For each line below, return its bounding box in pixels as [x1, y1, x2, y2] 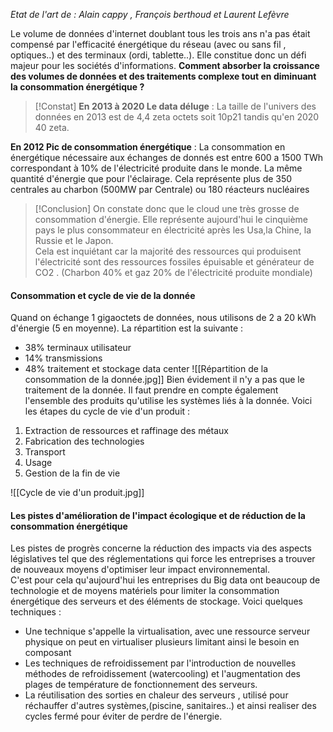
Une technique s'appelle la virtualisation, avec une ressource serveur [24, 625, 311, 638]
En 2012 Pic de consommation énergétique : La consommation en [10, 141, 286, 153]
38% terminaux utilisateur [24, 342, 132, 354]
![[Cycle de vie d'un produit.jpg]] [10, 487, 145, 499]
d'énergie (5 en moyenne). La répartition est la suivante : [10, 322, 244, 334]
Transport [24, 446, 66, 458]
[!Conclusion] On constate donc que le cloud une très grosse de [34, 203, 300, 214]
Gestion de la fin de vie [24, 467, 121, 479]
